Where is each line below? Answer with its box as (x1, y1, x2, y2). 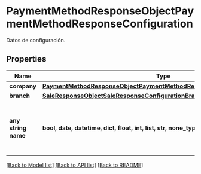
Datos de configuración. (6, 36, 66, 44)
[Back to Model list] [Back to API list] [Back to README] (6, 161, 144, 169)
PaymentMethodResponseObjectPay (6, 4, 194, 18)
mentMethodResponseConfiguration (6, 17, 193, 30)
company (9, 82, 37, 90)
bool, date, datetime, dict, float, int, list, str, (42, 124, 167, 132)
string (9, 124, 27, 132)
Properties (6, 54, 47, 64)
